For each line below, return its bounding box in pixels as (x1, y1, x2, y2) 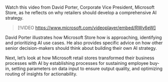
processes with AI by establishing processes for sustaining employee (5, 60, 149, 66)
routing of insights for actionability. (5, 71, 77, 77)
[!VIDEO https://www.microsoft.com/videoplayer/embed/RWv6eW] (17, 25, 156, 31)
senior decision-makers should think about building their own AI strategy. (5, 45, 157, 51)
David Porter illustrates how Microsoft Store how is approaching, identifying (5, 35, 162, 40)
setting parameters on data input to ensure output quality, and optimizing (11, 65, 162, 71)
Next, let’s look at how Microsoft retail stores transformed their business (5, 55, 154, 61)
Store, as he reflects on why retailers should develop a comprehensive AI (5, 10, 157, 16)
